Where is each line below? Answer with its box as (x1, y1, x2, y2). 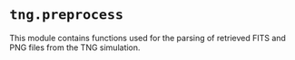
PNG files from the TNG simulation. (9, 42, 141, 53)
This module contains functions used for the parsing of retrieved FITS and (9, 32, 286, 43)
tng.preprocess (9, 6, 124, 23)
